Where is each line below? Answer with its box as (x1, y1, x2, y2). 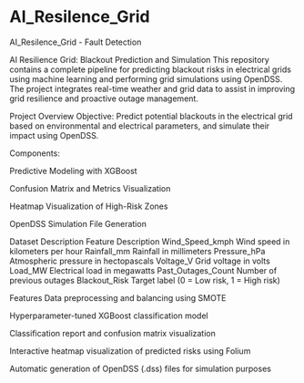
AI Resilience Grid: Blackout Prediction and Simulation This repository (9, 54, 270, 65)
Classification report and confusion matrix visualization (9, 327, 216, 338)
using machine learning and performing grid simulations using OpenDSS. (9, 73, 283, 84)
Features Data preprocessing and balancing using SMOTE (9, 292, 227, 303)
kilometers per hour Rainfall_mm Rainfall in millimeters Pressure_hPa (9, 245, 266, 256)
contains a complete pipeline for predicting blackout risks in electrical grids (9, 64, 291, 75)
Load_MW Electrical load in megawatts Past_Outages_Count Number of (9, 264, 278, 275)
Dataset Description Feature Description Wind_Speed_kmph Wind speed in (9, 235, 290, 247)
